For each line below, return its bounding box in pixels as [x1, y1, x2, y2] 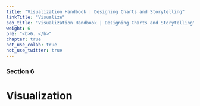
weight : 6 [6, 25, 31, 32]
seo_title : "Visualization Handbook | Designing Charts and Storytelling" [6, 20, 196, 26]
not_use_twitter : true [6, 48, 62, 54]
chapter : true [6, 36, 42, 42]
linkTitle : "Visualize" [6, 14, 65, 20]
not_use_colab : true [6, 42, 58, 48]
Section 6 [6, 67, 35, 75]
